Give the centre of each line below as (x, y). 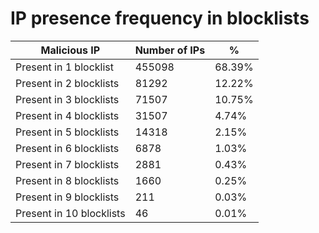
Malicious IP (70, 50)
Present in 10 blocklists (70, 213)
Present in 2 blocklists (67, 83)
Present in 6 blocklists (67, 148)
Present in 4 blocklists (67, 115)
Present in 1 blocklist (64, 67)
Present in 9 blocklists (67, 197)
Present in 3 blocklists (67, 99)
